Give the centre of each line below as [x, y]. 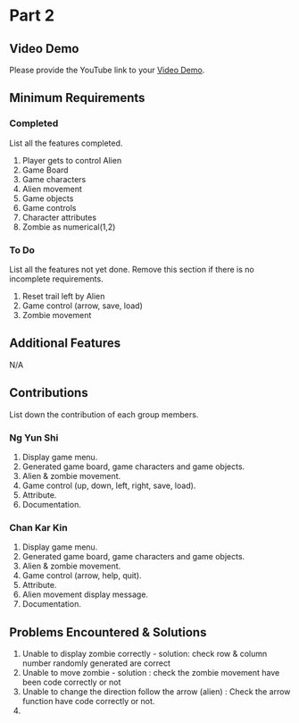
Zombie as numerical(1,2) [69, 227]
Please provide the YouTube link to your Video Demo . [107, 70]
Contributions [49, 393]
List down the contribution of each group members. [104, 414]
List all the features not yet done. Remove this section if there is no [132, 269]
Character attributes [59, 217]
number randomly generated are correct [96, 663]
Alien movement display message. [85, 594]
